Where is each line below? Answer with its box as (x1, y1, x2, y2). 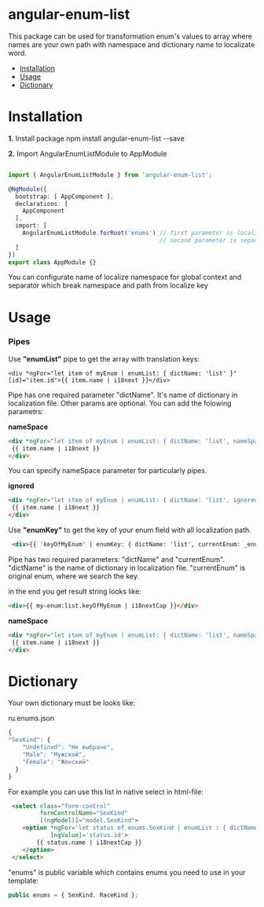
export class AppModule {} (8, 258, 97, 266)
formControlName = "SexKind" (39, 810, 128, 817)
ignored (8, 481, 35, 490)
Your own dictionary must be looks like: (8, 698, 136, 708)
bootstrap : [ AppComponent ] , (15, 193, 114, 200)
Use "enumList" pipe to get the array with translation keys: (8, 354, 200, 363)
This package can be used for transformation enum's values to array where (8, 31, 253, 41)
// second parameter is (159, 236, 237, 244)
